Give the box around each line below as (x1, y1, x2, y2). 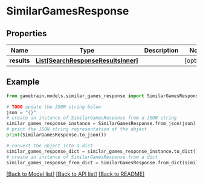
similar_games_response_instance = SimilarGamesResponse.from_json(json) (6, 121, 196, 127)
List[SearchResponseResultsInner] (35, 56, 139, 65)
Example (6, 77, 40, 87)
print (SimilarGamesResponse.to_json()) (6, 132, 107, 138)
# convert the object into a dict (6, 143, 94, 149)
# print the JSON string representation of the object (6, 126, 147, 132)
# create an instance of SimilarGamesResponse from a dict (6, 154, 158, 160)
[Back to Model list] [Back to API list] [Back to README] (6, 170, 145, 178)
